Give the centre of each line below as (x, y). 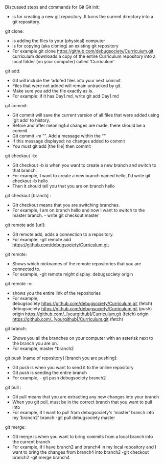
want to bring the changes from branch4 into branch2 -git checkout (81, 452)
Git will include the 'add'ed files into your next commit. (67, 81)
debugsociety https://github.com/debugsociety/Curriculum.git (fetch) (82, 303)
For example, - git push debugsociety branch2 (59, 378)
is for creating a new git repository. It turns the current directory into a (82, 16)
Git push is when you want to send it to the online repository (73, 367)
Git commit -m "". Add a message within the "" (59, 136)
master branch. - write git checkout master (55, 215)
